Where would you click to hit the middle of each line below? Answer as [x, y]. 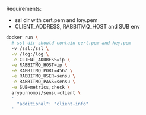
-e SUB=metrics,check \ [41, 87]
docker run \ [22, 38]
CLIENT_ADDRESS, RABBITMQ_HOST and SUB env [77, 27]
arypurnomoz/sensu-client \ [46, 93]
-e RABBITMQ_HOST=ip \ [39, 65]
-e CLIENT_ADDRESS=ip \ [41, 60]
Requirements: [24, 9]
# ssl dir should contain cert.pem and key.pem [72, 43]
